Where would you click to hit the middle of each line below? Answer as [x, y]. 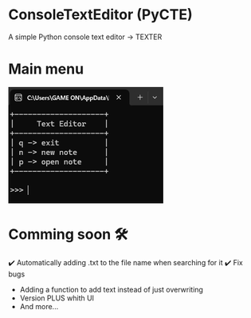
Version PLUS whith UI [57, 298]
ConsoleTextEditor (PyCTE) [100, 15]
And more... [39, 306]
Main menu [46, 69]
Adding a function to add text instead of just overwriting [111, 289]
